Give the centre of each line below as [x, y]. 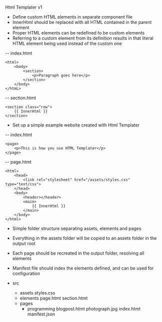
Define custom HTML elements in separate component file [73, 17]
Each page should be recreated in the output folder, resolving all [78, 253]
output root [24, 243]
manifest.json [41, 314]
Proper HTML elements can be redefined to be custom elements [78, 33]
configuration [26, 273]
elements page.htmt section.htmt [54, 298]
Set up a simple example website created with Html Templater [76, 125]
